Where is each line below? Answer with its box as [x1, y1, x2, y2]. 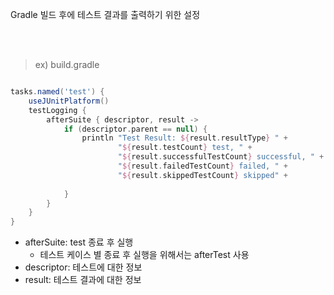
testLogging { [28, 105, 87, 115]
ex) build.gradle [34, 59, 100, 70]
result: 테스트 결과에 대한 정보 [24, 274, 142, 286]
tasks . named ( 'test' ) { [10, 87, 105, 97]
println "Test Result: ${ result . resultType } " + [81, 133, 288, 143]
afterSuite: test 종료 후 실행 [24, 236, 134, 248]
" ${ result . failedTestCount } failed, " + [117, 161, 288, 171]
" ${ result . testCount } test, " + [117, 143, 253, 153]
